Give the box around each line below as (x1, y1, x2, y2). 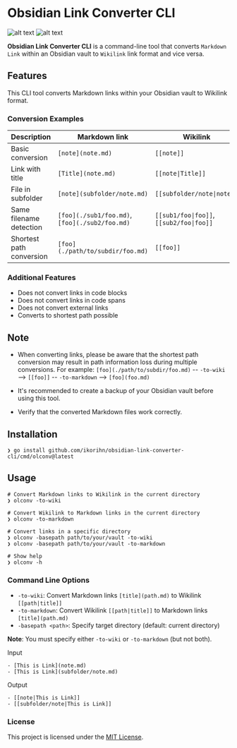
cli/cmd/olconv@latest (7, 453, 74, 460)
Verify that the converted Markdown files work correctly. (17, 408, 183, 416)
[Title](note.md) (57, 169, 116, 178)
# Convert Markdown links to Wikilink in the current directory (7, 490, 200, 498)
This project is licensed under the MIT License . (7, 732, 144, 742)
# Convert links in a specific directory (7, 528, 131, 535)
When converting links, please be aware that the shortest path (17, 351, 199, 359)
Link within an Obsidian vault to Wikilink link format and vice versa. (7, 49, 205, 58)
